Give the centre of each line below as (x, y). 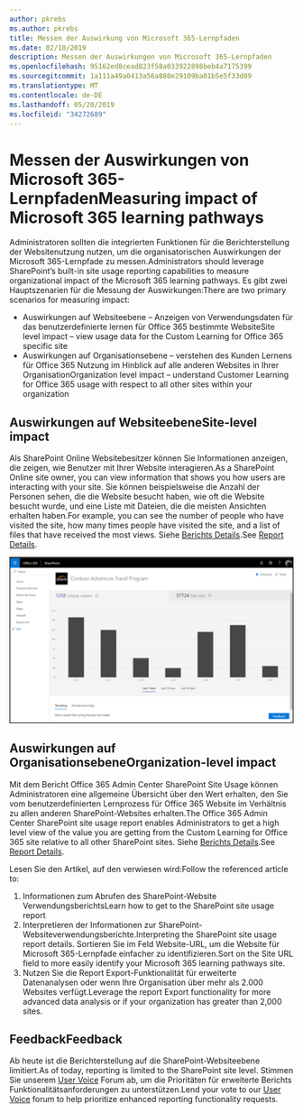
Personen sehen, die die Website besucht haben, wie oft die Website (137, 497)
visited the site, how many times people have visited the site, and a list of (145, 525)
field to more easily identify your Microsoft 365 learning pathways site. (154, 963)
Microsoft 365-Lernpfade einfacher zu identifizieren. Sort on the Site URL (158, 953)
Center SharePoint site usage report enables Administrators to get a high (144, 823)
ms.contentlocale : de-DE (56, 95)
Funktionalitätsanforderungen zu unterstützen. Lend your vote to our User (145, 1090)
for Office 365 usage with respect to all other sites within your (137, 384)
